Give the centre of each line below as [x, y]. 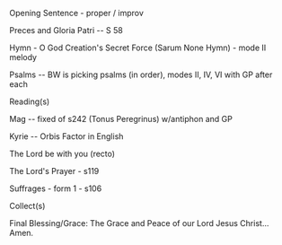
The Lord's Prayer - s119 [54, 171]
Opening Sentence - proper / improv [76, 13]
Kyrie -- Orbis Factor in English [66, 136]
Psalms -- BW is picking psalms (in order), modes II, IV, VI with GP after [141, 74]
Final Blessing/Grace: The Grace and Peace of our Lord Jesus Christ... [139, 223]
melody [23, 57]
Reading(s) [30, 101]
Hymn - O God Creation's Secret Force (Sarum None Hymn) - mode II [138, 48]
